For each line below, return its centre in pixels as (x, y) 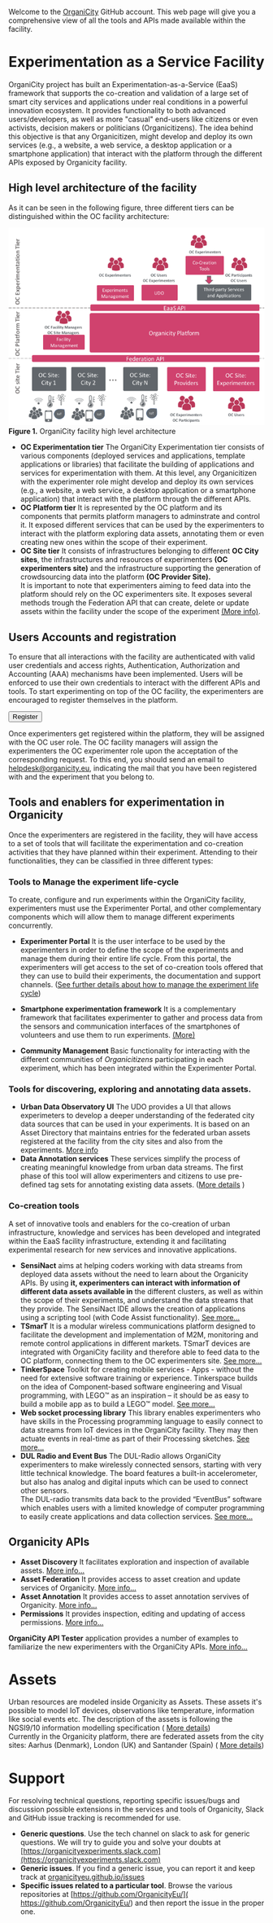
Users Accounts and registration (93, 637)
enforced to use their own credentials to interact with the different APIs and (134, 683)
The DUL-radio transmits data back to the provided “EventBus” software (141, 1499)
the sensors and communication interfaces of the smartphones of (130, 1026)
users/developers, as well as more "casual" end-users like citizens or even (133, 119)
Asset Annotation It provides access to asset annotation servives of (134, 1596)
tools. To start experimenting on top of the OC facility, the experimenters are (136, 691)
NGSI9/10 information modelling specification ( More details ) (110, 1728)
